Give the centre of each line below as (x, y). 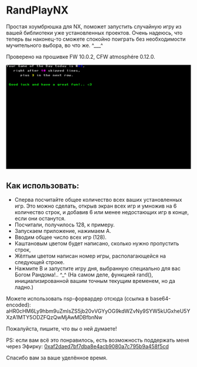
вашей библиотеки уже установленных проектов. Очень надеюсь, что (94, 32)
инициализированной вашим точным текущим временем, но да (95, 281)
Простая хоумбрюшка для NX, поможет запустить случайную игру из (94, 26)
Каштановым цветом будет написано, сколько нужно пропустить (97, 243)
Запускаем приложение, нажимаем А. (63, 231)
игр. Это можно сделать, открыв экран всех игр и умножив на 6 (96, 206)
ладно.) (24, 287)
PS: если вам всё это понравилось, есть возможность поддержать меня (98, 340)
